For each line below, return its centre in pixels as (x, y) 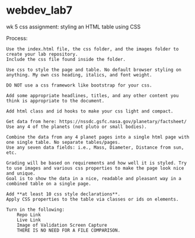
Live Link (29, 220)
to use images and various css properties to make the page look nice (95, 168)
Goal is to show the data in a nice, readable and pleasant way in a (94, 178)
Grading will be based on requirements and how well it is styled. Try (96, 163)
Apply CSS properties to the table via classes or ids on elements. (92, 199)
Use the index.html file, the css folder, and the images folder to (92, 49)
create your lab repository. (42, 54)
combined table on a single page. (49, 184)
